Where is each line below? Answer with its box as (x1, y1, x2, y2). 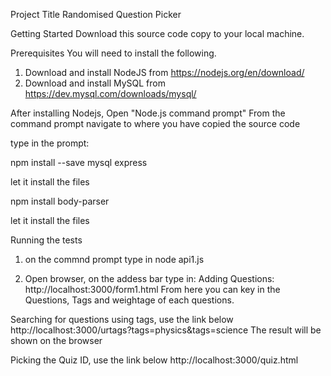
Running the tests (10, 234, 83, 246)
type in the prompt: (10, 137, 90, 149)
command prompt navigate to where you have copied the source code (10, 118, 301, 129)
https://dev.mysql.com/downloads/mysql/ (24, 88, 197, 99)
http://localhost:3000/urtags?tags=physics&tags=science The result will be (10, 324, 322, 336)
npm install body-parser (10, 195, 110, 207)
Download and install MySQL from (24, 77, 166, 89)
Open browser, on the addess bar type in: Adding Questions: (24, 273, 275, 284)
